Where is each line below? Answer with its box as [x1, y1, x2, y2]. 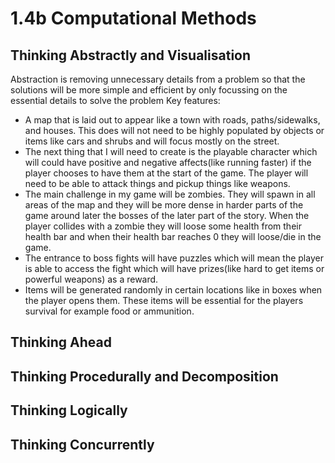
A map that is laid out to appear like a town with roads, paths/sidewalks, [24, 114, 321, 126]
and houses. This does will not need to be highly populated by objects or [24, 125, 325, 136]
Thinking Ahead [10, 334, 112, 351]
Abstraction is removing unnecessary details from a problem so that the [10, 73, 306, 85]
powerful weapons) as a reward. [24, 273, 159, 285]
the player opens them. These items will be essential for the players [24, 295, 304, 306]
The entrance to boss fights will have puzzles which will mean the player [24, 252, 324, 264]
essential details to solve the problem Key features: [10, 95, 221, 106]
